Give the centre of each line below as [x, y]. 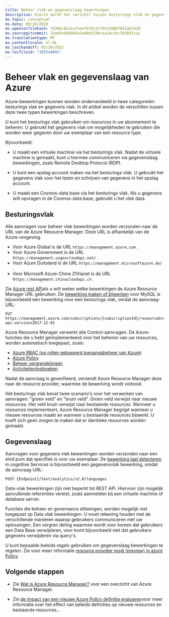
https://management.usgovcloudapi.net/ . [56, 258]
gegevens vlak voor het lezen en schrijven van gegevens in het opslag [85, 178]
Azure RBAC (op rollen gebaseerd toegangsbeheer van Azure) [77, 353]
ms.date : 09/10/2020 [27, 24]
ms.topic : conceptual [28, 19]
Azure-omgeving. [23, 237]
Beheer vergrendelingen [37, 364]
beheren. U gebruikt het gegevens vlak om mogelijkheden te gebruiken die [82, 127]
